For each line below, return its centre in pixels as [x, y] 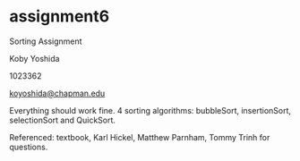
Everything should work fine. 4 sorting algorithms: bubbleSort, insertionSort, [150, 110]
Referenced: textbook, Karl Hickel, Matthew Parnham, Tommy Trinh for [140, 137]
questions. [29, 147]
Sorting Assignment [46, 41]
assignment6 [60, 17]
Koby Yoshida [34, 58]
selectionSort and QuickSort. [63, 120]
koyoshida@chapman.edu [57, 93]
